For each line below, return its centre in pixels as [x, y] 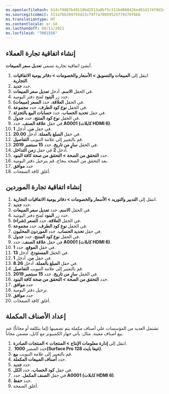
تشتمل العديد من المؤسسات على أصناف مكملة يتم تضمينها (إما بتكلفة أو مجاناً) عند [82, 328]
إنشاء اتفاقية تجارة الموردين [44, 187]
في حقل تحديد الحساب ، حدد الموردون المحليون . [57, 231]
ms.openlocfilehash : [27, 10]
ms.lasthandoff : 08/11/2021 [35, 29]
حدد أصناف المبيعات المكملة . [40, 359]
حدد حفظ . [22, 381]
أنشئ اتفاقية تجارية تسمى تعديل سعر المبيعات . [49, 65]
